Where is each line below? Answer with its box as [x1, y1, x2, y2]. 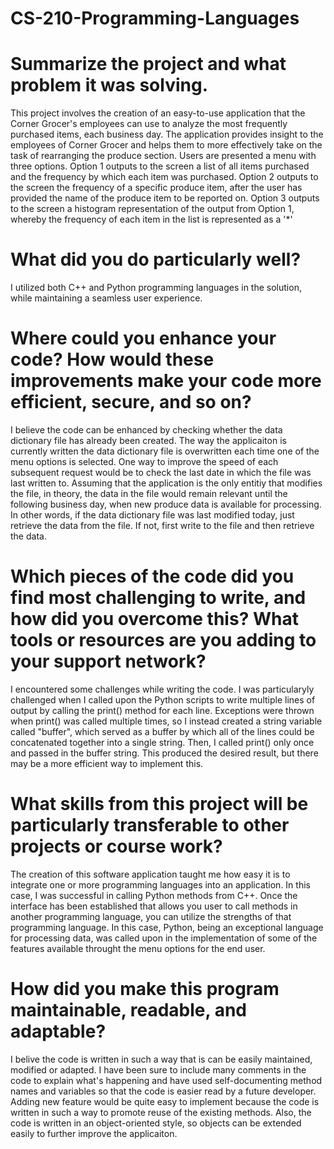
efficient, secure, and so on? [10, 391, 252, 414]
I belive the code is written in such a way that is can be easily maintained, [10, 1053, 313, 1065]
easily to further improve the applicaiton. [10, 1127, 178, 1139]
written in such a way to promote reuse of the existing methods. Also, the [10, 1106, 312, 1118]
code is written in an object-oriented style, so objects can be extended [10, 1117, 302, 1129]
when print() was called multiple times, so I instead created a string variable [10, 715, 323, 727]
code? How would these [10, 348, 215, 371]
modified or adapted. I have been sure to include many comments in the [10, 1063, 307, 1076]
